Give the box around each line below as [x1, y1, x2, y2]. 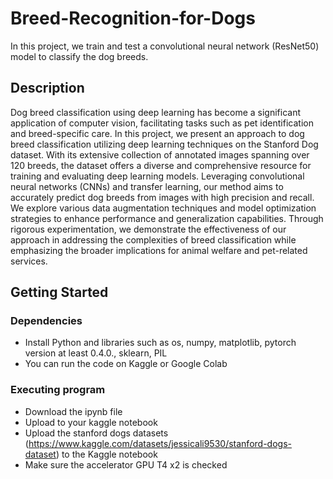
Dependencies [10, 314, 83, 328]
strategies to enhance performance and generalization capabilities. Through [10, 212, 324, 224]
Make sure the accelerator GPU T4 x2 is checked [24, 458, 228, 471]
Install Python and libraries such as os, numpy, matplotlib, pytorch [24, 337, 297, 349]
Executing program [10, 383, 106, 397]
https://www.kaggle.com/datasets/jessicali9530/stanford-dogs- [28, 437, 292, 449]
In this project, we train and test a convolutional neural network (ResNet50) [10, 40, 320, 52]
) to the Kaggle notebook [55, 448, 158, 460]
